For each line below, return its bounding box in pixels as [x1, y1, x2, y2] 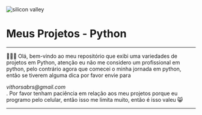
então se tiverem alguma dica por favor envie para [6, 72, 131, 79]
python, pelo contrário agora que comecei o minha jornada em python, [6, 65, 182, 72]
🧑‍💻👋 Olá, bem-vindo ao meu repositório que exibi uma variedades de [6, 52, 177, 60]
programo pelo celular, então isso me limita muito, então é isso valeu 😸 [6, 96, 183, 103]
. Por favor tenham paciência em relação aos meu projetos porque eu [6, 90, 178, 97]
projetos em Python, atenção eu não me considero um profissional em [6, 58, 180, 66]
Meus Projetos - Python [6, 27, 127, 41]
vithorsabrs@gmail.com [6, 83, 66, 90]
